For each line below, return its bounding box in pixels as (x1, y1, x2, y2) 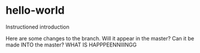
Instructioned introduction (5, 23, 70, 30)
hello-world (5, 4, 65, 17)
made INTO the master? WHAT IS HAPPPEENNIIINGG (5, 41, 137, 48)
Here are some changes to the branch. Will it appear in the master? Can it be (5, 35, 195, 42)
